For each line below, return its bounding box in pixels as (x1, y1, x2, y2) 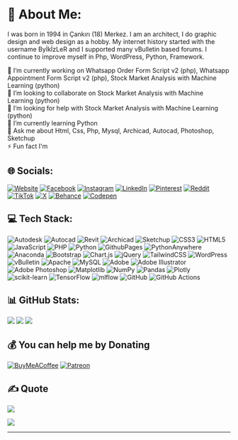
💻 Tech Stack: (7, 213, 73, 225)
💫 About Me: (7, 6, 82, 23)
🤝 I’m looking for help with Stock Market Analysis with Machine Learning (7, 103, 218, 112)
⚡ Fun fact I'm (7, 142, 48, 150)
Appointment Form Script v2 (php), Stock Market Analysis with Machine (7, 74, 217, 82)
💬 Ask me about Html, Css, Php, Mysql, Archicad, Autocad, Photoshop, (7, 126, 215, 135)
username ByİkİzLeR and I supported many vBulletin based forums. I (7, 45, 208, 53)
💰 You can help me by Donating (7, 339, 150, 351)
